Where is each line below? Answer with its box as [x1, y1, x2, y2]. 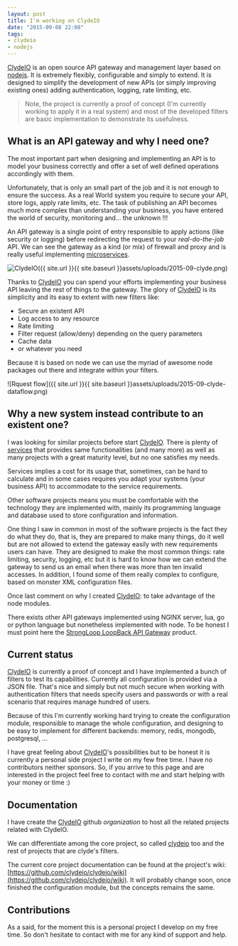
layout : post [7, 10, 46, 18]
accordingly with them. [7, 169, 75, 178]
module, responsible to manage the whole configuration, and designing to [7, 719, 224, 727]
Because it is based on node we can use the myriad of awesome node [7, 358, 213, 367]
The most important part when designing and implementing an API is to [7, 154, 216, 162]
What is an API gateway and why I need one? [7, 135, 210, 147]
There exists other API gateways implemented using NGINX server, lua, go [7, 613, 225, 621]
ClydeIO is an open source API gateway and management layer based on [7, 63, 221, 71]
